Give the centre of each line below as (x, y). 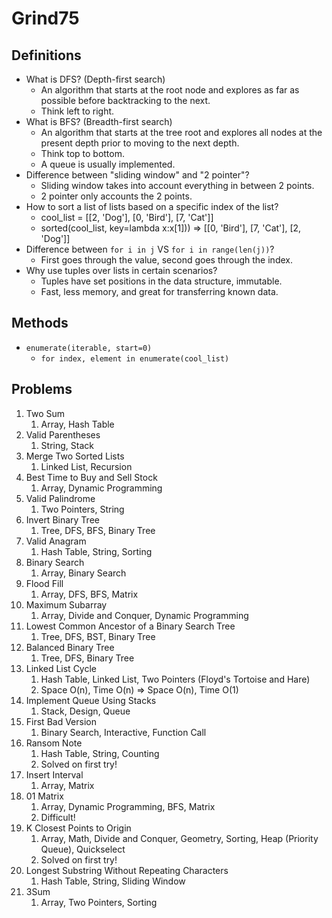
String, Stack (67, 445)
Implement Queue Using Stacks (91, 700)
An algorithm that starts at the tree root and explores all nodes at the (181, 132)
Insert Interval (54, 774)
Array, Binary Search (83, 573)
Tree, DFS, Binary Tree (87, 658)
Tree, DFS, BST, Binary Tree (98, 636)
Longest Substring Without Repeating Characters (127, 870)
